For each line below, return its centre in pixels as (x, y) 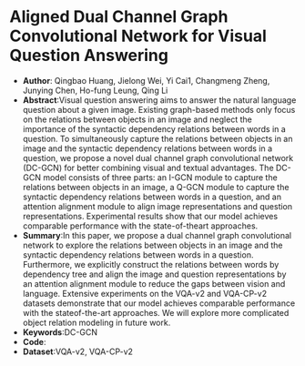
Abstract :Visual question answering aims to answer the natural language (159, 100)
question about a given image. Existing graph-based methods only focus (159, 109)
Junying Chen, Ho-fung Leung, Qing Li (95, 90)
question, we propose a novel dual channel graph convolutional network (158, 158)
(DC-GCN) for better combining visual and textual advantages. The (148, 168)
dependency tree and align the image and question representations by (154, 274)
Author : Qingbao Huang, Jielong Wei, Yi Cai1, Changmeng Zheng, (146, 80)
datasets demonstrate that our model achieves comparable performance (159, 303)
